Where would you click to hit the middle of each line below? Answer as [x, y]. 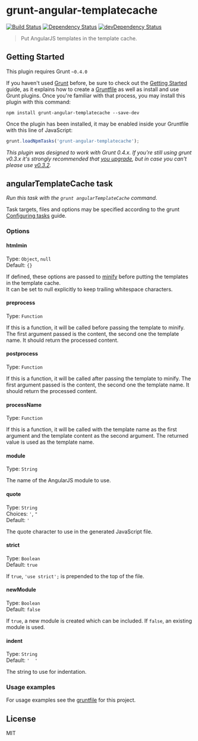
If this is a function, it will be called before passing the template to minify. [96, 327]
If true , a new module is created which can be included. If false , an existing [99, 621]
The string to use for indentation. [46, 672]
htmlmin [17, 245]
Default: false [23, 609]
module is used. [26, 627]
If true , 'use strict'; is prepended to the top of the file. [75, 576]
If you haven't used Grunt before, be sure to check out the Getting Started [97, 83]
